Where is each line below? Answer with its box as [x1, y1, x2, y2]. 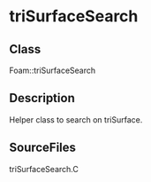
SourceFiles [9, 140, 77, 155]
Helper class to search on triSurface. [9, 114, 143, 125]
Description [9, 91, 75, 106]
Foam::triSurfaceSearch [9, 65, 96, 75]
